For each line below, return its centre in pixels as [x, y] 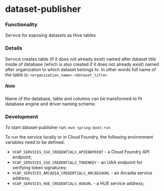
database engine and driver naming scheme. [51, 104]
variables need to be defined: [35, 143]
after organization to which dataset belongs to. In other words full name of [81, 69]
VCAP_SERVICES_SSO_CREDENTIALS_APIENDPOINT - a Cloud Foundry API [81, 152]
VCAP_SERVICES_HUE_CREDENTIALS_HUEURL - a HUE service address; [78, 184]
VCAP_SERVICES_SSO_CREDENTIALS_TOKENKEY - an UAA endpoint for [77, 162]
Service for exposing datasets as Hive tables [51, 35]
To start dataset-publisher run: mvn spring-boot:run [58, 128]
